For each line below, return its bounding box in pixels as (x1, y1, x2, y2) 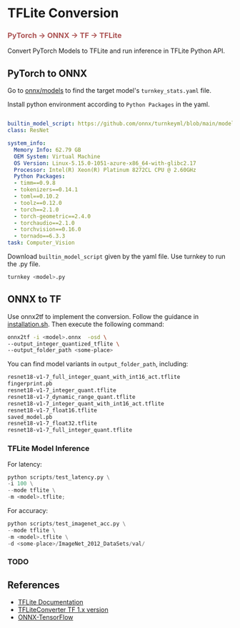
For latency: (7, 460, 43, 468)
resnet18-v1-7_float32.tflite (7, 420, 98, 427)
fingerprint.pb (7, 380, 53, 388)
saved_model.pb (7, 413, 53, 420)
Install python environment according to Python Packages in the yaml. (7, 100, 210, 108)
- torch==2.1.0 (14, 206, 59, 213)
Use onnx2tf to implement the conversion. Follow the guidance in (7, 312, 199, 320)
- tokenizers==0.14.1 (14, 186, 79, 193)
